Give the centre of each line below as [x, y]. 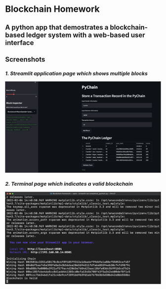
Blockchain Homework [52, 9]
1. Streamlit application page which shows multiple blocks [77, 73]
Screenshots [25, 59]
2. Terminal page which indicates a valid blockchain [69, 183]
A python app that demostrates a [57, 27]
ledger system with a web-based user [86, 35]
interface [20, 43]
